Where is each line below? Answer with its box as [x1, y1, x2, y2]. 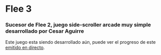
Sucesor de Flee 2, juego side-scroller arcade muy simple [5, 21, 151, 29]
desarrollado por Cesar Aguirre [5, 28, 84, 35]
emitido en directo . [5, 44, 45, 51]
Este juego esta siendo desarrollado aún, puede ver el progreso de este [5, 39, 156, 45]
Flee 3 [5, 3, 32, 15]
